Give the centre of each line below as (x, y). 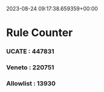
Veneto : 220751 (30, 68)
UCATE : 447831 (30, 51)
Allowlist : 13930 (31, 83)
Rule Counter (39, 33)
